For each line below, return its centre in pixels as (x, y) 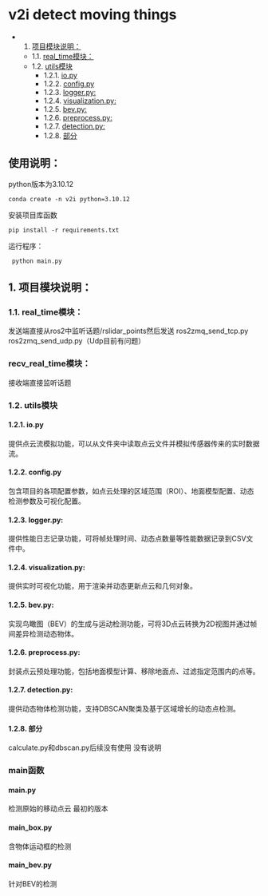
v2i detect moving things (93, 15)
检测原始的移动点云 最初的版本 (58, 809)
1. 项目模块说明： (50, 288)
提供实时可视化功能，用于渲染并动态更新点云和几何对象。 (102, 586)
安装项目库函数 (33, 215)
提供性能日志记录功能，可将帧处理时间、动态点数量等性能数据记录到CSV (127, 539)
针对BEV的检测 (33, 883)
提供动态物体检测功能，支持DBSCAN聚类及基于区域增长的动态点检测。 (124, 709)
